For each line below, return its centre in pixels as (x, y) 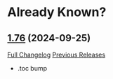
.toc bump (32, 68)
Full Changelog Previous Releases (56, 55)
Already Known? (57, 12)
